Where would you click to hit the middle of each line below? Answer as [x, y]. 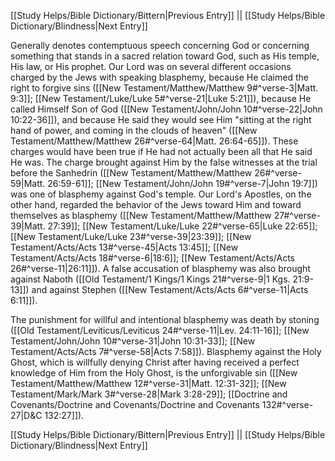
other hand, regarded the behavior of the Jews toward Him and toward [156, 204]
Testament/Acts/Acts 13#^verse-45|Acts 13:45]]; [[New [124, 247]
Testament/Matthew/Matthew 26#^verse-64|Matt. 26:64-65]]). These [154, 141]
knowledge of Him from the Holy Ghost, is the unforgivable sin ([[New [154, 373]
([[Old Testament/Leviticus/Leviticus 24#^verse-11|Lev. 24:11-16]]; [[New [160, 330]
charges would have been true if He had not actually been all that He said [161, 151]
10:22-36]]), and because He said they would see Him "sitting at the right [161, 119]
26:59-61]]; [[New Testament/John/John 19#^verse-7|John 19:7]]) [182, 183]
